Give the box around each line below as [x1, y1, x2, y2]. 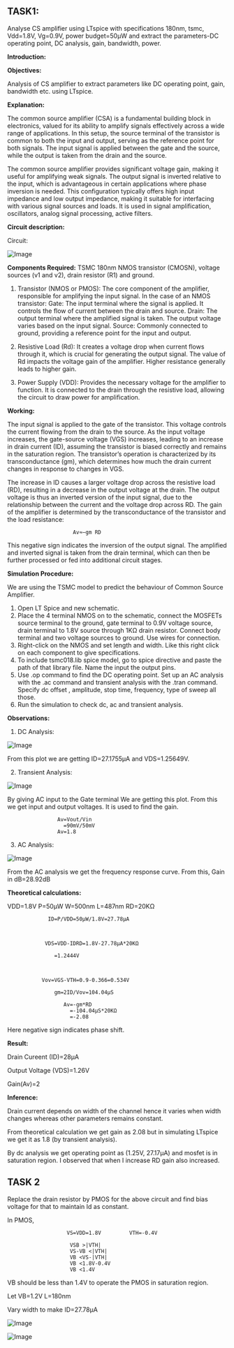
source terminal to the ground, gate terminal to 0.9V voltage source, [17, 618, 213, 627]
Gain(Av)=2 [7, 1079, 41, 1088]
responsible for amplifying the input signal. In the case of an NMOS [17, 291, 211, 300]
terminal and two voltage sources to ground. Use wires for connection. [17, 633, 221, 642]
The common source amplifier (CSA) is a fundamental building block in [7, 114, 211, 122]
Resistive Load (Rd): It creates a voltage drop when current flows [17, 342, 205, 351]
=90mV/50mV [63, 822, 96, 829]
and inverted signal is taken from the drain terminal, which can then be [7, 548, 211, 557]
